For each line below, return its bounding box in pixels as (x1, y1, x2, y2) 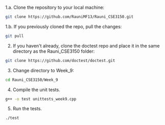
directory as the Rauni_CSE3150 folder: (12, 48, 95, 54)
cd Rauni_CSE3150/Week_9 (5, 77, 58, 82)
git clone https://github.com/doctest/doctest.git (5, 58, 115, 63)
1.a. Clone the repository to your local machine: (5, 5, 105, 10)
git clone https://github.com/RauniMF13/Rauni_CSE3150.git (5, 14, 134, 19)
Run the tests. (12, 106, 42, 112)
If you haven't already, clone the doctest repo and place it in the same (12, 43, 160, 49)
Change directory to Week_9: (12, 67, 74, 73)
